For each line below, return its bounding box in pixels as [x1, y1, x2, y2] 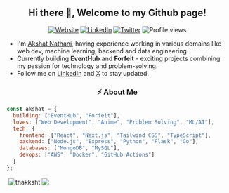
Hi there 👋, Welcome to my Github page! [28, 7, 207, 19]
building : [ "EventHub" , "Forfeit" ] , [13, 112, 120, 119]
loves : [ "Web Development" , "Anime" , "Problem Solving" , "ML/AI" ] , [13, 119, 215, 126]
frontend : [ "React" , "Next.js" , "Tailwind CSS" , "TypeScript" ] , [19, 131, 211, 139]
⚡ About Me [96, 87, 138, 97]
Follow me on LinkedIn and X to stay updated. [16, 69, 149, 77]
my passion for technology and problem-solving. [16, 61, 158, 70]
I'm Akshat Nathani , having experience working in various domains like [16, 39, 222, 48]
